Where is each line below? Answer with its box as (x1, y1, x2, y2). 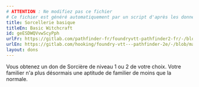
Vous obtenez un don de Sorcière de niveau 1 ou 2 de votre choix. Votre (6, 63, 182, 70)
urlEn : (6, 42, 23, 48)
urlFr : (6, 36, 23, 42)
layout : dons (6, 47, 38, 53)
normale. (6, 75, 28, 82)
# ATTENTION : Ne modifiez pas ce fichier (6, 8, 113, 15)
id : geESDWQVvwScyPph (6, 31, 60, 36)
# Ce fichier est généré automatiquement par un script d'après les (6, 14, 179, 20)
